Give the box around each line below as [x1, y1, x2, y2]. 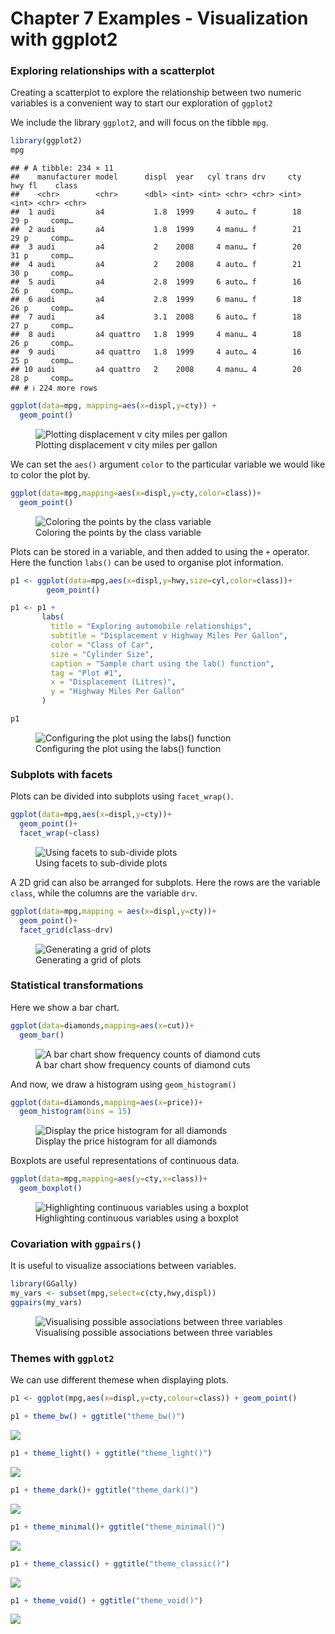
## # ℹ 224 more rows [10, 383, 98, 394]
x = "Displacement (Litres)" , [50, 677, 177, 687]
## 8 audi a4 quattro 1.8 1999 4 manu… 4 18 [10, 330, 302, 340]
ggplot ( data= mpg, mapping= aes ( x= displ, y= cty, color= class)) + [10, 488, 262, 498]
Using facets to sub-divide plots [35, 857, 168, 869]
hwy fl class [10, 181, 78, 191]
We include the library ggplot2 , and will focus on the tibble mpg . [10, 117, 269, 129]
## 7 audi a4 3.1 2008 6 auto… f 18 [10, 312, 302, 322]
